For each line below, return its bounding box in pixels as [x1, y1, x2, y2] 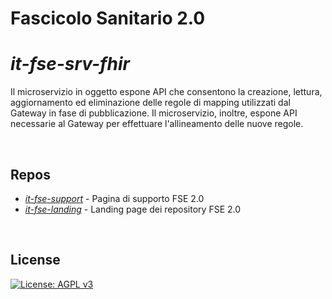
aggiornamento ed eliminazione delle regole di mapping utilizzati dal [10, 97, 291, 109]
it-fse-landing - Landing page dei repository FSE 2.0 [24, 203, 242, 215]
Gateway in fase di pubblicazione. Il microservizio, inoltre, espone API [10, 107, 298, 119]
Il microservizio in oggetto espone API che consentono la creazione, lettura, [10, 86, 323, 98]
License [10, 252, 61, 269]
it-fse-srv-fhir [10, 53, 131, 76]
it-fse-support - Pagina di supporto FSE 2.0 [24, 192, 205, 204]
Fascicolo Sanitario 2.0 [10, 7, 206, 30]
